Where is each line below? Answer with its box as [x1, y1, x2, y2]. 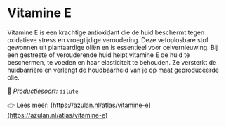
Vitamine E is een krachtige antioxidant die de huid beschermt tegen [7, 28, 205, 37]
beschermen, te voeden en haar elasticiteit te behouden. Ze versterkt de [7, 58, 217, 66]
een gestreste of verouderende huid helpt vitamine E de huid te [7, 51, 190, 59]
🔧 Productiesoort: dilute [7, 87, 79, 95]
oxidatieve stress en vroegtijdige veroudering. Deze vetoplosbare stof [7, 35, 209, 44]
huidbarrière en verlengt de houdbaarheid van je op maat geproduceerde [7, 65, 220, 74]
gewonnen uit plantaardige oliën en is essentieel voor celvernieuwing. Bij [7, 43, 218, 51]
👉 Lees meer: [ [7, 101, 53, 109]
